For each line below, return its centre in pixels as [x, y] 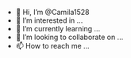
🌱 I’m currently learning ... [58, 29]
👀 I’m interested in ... [49, 20]
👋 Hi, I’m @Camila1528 [52, 12]
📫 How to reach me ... [52, 46]
